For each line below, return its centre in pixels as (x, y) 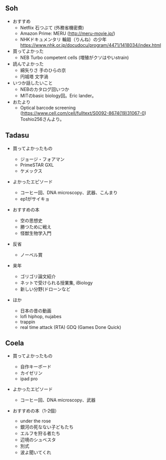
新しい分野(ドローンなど (45, 289)
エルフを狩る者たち (40, 434)
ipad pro (29, 379)
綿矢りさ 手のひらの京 (43, 70)
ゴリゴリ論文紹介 (38, 276)
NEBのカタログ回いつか (45, 89)
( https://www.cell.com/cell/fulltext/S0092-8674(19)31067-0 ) (83, 113)
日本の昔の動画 (36, 311)
